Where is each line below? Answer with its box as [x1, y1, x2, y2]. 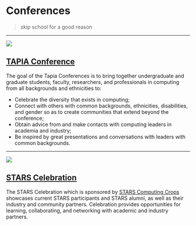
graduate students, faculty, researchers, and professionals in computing [6, 78, 180, 85]
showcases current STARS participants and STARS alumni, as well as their [6, 194, 184, 201]
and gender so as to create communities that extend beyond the [14, 108, 169, 115]
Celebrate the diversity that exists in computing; [14, 96, 130, 103]
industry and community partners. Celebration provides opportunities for [6, 200, 181, 208]
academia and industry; [14, 127, 72, 134]
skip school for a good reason [20, 23, 92, 30]
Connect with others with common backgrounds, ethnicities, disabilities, [14, 102, 188, 109]
